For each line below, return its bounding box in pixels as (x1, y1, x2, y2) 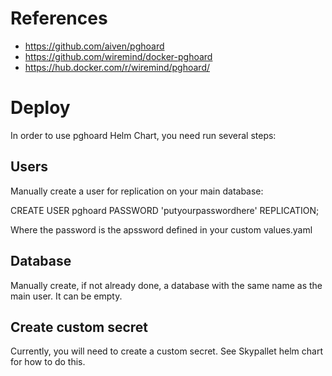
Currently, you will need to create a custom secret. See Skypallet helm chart (10, 345, 323, 357)
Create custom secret (10, 318, 149, 336)
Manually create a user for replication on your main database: (10, 185, 264, 197)
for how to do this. (10, 356, 86, 368)
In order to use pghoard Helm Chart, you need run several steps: (10, 129, 277, 141)
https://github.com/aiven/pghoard (24, 40, 165, 52)
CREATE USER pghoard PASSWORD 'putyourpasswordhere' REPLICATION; (10, 204, 320, 216)
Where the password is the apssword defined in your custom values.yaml (10, 223, 313, 236)
